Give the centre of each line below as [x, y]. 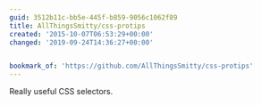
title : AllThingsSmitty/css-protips [77, 26]
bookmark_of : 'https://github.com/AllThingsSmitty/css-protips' [131, 66]
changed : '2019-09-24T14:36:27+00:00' [81, 42]
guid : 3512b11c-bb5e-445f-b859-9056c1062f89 [93, 17]
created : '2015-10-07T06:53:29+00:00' [81, 34]
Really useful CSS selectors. [61, 92]
